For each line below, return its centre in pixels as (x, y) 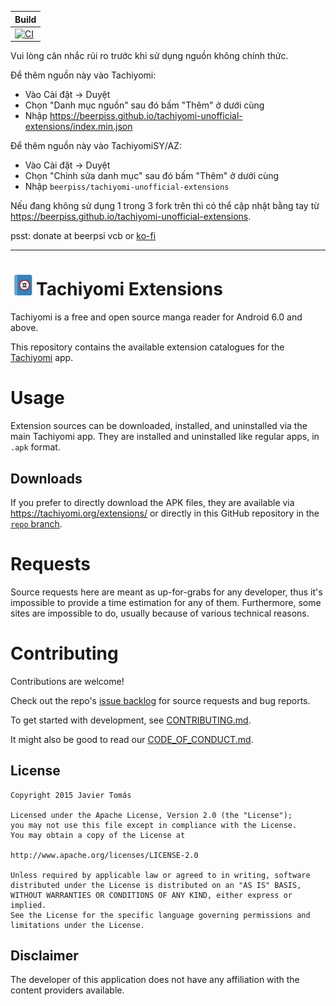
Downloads (46, 478)
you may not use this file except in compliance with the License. (154, 825)
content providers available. (67, 990)
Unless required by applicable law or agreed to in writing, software (160, 875)
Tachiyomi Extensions (129, 289)
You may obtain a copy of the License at (98, 835)
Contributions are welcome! (67, 681)
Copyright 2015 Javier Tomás (71, 795)
